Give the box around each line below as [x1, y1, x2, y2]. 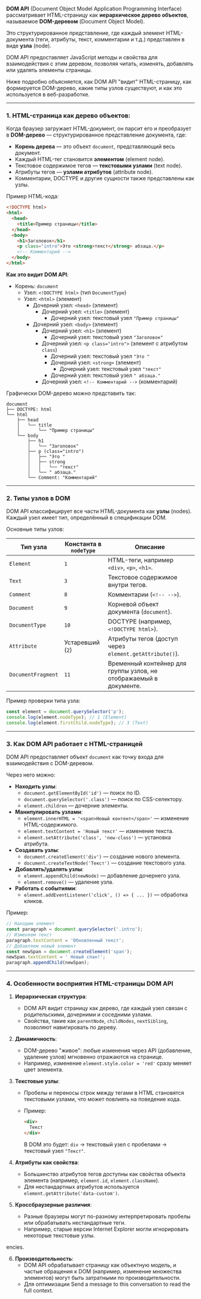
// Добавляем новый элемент [6, 943, 77, 949]
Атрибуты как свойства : [14, 1159, 80, 1166]
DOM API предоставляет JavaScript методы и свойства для [6, 54, 158, 61]
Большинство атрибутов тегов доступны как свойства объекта [23, 1171, 185, 1178]
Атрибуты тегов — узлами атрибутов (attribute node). [14, 168, 154, 176]
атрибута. [23, 840, 49, 847]
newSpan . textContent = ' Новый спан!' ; [6, 954, 106, 960]
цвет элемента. [23, 1066, 64, 1073]
